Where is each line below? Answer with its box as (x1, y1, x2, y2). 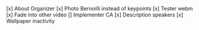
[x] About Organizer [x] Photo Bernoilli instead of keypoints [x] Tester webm (6, 5, 193, 12)
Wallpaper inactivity (6, 18, 55, 24)
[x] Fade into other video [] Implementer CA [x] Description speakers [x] (6, 11, 183, 18)
